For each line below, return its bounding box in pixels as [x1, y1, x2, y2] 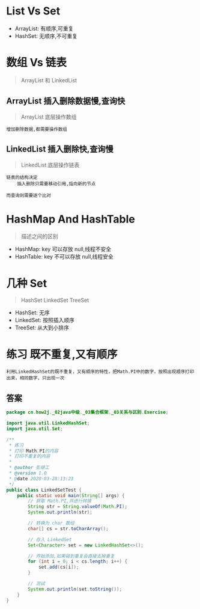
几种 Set [6, 277, 47, 290]
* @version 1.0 [8, 470, 47, 476]
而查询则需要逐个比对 [6, 192, 51, 198]
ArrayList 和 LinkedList [20, 76, 77, 84]
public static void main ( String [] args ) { [17, 492, 125, 498]
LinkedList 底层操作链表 [20, 161, 80, 168]
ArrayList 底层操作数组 [20, 113, 77, 120]
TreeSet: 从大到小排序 [14, 324, 70, 331]
